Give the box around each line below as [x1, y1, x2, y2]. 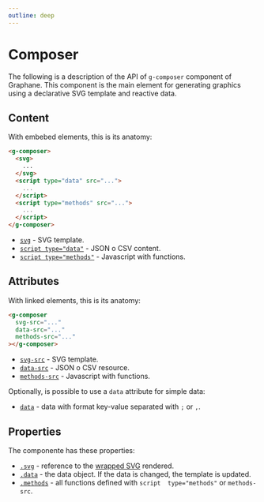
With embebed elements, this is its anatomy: [8, 132, 153, 142]
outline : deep [8, 11, 55, 20]
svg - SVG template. [19, 235, 85, 245]
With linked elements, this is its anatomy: [8, 295, 141, 305]
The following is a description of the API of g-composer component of [8, 72, 232, 81]
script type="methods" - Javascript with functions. [19, 252, 186, 261]
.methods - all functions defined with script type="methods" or [19, 478, 227, 487]
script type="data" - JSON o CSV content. [19, 244, 161, 253]
